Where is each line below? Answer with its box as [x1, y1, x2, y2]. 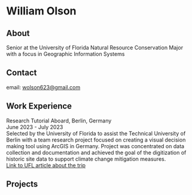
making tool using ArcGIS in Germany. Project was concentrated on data [6, 142, 184, 149]
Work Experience [6, 101, 72, 112]
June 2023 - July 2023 [6, 123, 63, 130]
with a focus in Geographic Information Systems [6, 50, 125, 58]
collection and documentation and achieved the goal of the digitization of [6, 149, 187, 156]
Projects [6, 179, 38, 190]
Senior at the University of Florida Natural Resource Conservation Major [6, 44, 184, 51]
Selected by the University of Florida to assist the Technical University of [6, 130, 186, 137]
